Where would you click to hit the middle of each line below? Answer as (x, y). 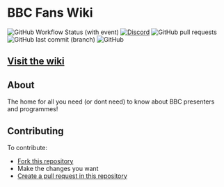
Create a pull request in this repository (72, 176)
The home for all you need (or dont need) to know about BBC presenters (111, 101)
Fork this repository (45, 161)
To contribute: (27, 147)
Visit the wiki (36, 62)
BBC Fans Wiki (50, 13)
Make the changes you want (58, 168)
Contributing (35, 131)
